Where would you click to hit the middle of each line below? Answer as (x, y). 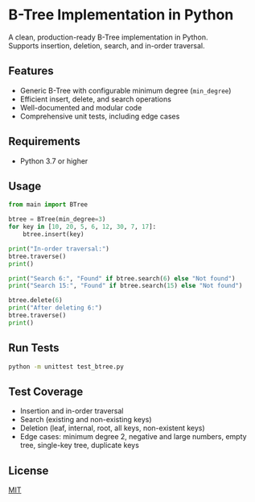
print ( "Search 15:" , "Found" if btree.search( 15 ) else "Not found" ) (125, 286)
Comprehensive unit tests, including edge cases (100, 116)
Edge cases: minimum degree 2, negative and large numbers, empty (133, 437)
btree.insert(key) (53, 234)
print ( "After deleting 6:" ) (56, 308)
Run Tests (34, 348)
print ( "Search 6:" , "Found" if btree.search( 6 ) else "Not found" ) (122, 278)
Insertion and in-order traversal (72, 411)
